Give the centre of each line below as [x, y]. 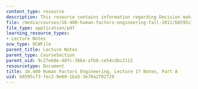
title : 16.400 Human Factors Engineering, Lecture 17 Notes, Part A [92, 71]
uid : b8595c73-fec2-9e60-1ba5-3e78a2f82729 [60, 77]
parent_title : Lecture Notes [42, 50]
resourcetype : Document [35, 66]
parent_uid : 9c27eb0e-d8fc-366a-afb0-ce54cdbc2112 [70, 60]
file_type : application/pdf [41, 28]
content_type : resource [35, 11]
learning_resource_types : [38, 33]
